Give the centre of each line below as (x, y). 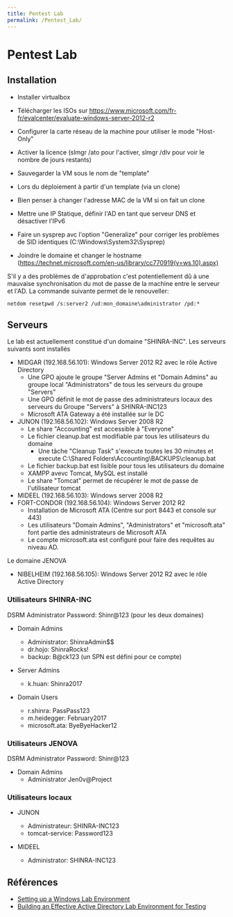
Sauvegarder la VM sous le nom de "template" (84, 173)
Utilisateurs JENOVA (43, 743)
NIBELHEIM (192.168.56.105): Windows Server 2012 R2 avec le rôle (112, 574)
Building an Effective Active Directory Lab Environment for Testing (112, 907)
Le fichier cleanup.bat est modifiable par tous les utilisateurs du (118, 436)
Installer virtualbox (44, 97)
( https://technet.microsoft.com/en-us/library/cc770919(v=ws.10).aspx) (118, 262)
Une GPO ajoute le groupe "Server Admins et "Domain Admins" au (122, 377)
